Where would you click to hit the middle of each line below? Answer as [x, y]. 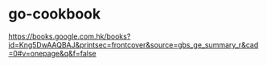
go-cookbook [55, 14]
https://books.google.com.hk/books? [70, 36]
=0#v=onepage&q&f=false [52, 53]
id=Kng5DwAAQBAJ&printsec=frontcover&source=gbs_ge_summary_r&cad [133, 44]
